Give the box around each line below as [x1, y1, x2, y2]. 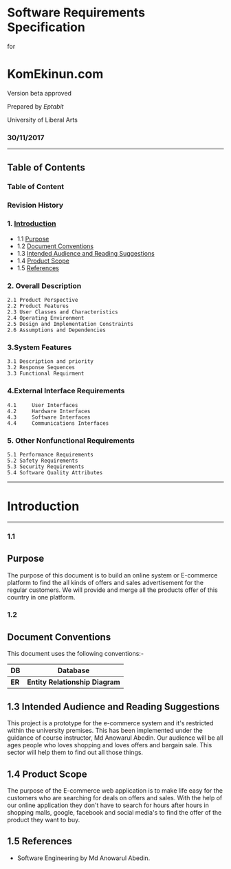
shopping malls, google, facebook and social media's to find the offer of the [7, 808, 222, 816]
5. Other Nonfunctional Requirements [7, 435, 135, 445]
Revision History [7, 201, 64, 210]
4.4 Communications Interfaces [7, 419, 109, 427]
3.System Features [7, 342, 72, 352]
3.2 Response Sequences [7, 364, 76, 371]
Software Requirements [7, 5, 146, 21]
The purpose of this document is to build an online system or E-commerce [7, 571, 218, 579]
